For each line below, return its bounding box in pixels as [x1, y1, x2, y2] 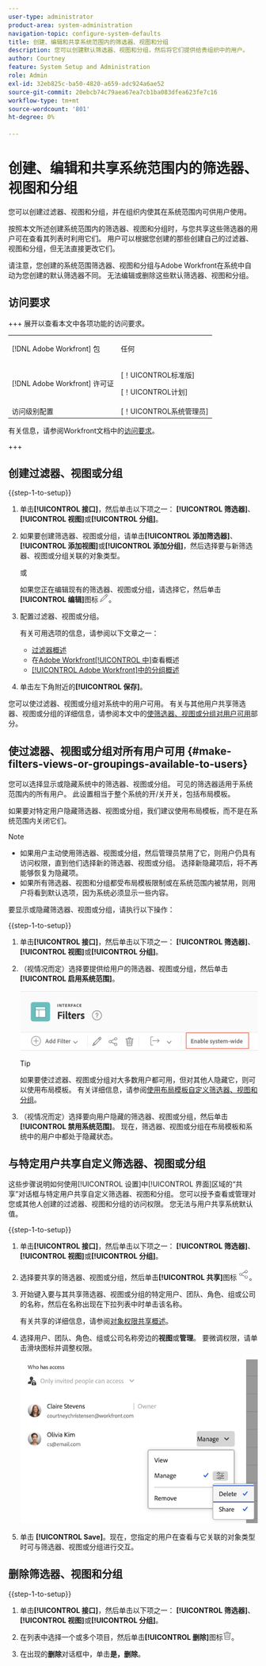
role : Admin [8, 71, 47, 79]
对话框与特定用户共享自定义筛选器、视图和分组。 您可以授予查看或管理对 [18, 1190, 256, 1199]
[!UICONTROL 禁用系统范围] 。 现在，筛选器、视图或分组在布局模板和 [19, 1121, 246, 1131]
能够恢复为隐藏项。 [19, 868, 83, 877]
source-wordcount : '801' [8, 105, 90, 113]
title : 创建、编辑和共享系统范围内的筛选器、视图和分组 [8, 38, 169, 46]
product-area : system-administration [8, 21, 133, 29]
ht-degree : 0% [8, 114, 55, 121]
